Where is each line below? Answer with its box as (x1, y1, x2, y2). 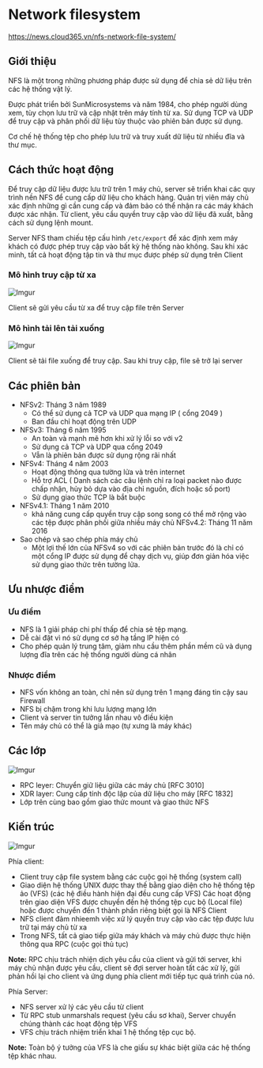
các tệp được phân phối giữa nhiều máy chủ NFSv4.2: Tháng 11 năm (31, 517, 253, 527)
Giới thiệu (8, 55, 57, 68)
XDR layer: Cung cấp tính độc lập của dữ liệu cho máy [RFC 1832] (19, 789, 234, 798)
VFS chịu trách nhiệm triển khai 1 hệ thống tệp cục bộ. (19, 1027, 197, 1036)
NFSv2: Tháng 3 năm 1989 (19, 400, 107, 409)
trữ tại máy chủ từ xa (19, 922, 88, 932)
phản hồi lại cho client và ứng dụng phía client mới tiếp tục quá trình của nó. (8, 971, 255, 981)
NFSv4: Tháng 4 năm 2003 (19, 458, 109, 468)
